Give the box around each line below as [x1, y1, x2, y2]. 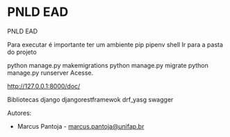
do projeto [7, 48, 37, 56]
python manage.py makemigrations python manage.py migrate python [7, 61, 208, 69]
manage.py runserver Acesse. [7, 68, 94, 77]
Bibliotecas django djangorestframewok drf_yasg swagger [7, 95, 174, 104]
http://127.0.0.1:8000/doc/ [7, 82, 81, 90]
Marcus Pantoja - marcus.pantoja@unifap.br [17, 122, 145, 130]
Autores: [7, 109, 32, 117]
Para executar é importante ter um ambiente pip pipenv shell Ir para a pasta [7, 40, 224, 48]
